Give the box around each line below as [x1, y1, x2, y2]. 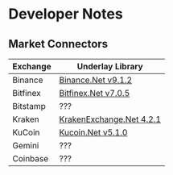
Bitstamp [12, 101, 46, 111]
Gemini [12, 140, 39, 151]
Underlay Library [76, 61, 143, 72]
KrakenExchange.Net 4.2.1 [59, 114, 162, 125]
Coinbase [12, 153, 49, 164]
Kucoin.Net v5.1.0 [59, 127, 128, 138]
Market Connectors [8, 37, 109, 51]
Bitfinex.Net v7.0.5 [59, 88, 130, 98]
